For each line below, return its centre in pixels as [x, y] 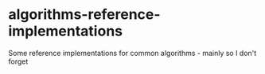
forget [18, 61]
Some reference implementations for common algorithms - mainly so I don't [132, 53]
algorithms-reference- [84, 15]
